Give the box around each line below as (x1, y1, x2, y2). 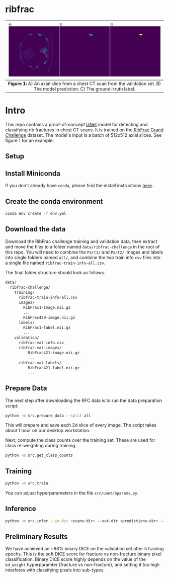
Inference (5, 505, 36, 513)
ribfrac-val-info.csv (18, 340, 64, 345)
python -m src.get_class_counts (5, 453, 73, 458)
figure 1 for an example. (5, 137, 54, 144)
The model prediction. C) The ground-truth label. (33, 86, 136, 92)
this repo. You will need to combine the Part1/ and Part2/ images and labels (5, 249, 163, 255)
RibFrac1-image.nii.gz (23, 305, 71, 310)
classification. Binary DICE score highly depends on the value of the (5, 556, 146, 562)
